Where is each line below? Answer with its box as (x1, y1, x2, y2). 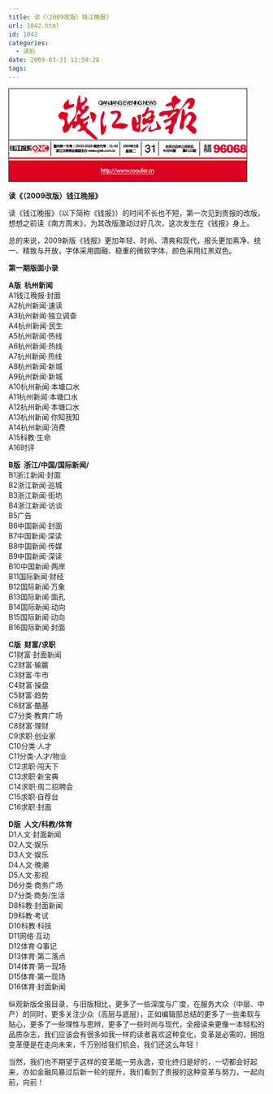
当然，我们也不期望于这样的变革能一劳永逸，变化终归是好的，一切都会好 (8, 1057, 250, 1066)
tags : (8, 65, 27, 73)
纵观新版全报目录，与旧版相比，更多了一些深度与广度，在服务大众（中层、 (8, 999, 258, 1009)
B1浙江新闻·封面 (8, 469, 61, 479)
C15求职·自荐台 (8, 792, 59, 802)
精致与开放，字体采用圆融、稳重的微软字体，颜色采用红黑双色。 (22, 245, 236, 255)
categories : (8, 39, 49, 47)
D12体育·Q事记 (8, 940, 58, 950)
